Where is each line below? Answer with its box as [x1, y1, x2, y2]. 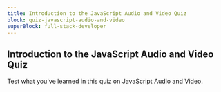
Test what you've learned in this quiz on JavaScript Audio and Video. [7, 77, 204, 86]
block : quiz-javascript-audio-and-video [7, 16, 126, 23]
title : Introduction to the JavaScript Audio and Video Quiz [7, 10, 187, 17]
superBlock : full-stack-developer [7, 23, 107, 30]
